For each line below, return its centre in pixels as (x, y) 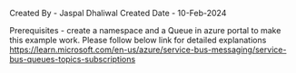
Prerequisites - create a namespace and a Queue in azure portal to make (145, 30)
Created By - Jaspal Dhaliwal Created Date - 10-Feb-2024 (118, 13)
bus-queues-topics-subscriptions (73, 59)
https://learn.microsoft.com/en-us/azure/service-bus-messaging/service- (148, 50)
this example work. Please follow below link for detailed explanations (138, 40)
